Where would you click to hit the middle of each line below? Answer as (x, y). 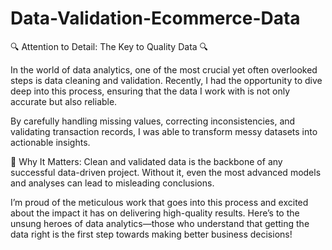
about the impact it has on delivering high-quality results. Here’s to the (155, 213)
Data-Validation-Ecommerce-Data (155, 18)
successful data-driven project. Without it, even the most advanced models (166, 172)
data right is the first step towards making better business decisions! (151, 234)
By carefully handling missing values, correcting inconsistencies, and (153, 121)
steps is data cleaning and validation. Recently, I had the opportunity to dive (166, 80)
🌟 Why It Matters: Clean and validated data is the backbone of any (146, 161)
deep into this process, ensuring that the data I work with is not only (150, 91)
